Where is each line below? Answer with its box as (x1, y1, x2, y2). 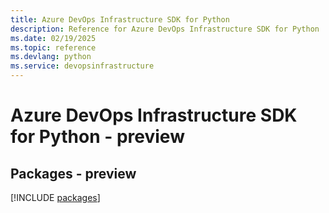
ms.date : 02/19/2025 (10, 33, 97, 43)
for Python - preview (10, 126, 185, 148)
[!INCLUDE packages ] (10, 192, 101, 203)
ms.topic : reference (10, 42, 97, 53)
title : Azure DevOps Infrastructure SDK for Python (10, 14, 230, 25)
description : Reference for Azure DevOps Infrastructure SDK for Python (10, 24, 320, 34)
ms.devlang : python (10, 52, 92, 62)
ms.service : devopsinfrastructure (10, 61, 155, 71)
